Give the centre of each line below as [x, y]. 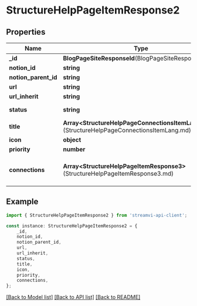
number [74, 149]
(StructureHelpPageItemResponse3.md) [118, 174]
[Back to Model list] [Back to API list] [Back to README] [73, 297]
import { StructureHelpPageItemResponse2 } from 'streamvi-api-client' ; [97, 215]
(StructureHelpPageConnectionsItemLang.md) [127, 130]
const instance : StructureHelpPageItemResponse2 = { [72, 226]
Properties [26, 32]
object [72, 140]
